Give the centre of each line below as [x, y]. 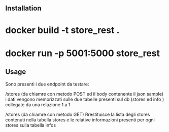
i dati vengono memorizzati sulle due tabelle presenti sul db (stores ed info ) [85, 99]
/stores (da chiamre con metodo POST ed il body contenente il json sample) [84, 94]
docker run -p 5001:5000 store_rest [83, 53]
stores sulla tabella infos [31, 125]
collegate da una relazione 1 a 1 [38, 104]
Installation [23, 8]
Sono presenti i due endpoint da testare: [47, 84]
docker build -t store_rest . [62, 30]
